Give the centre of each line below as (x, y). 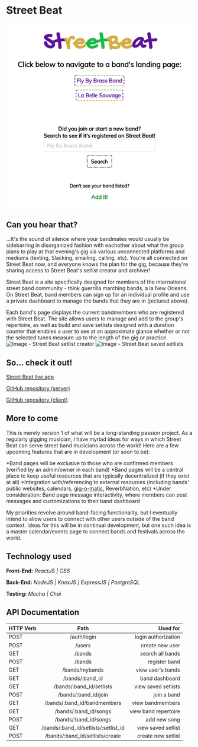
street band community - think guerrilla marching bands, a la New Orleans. (97, 288)
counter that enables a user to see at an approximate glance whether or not (98, 331)
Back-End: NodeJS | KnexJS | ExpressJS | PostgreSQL (73, 582)
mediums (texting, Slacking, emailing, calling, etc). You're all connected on (97, 258)
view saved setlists (157, 686)
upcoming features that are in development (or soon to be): (78, 452)
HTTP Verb (22, 628)
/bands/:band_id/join (83, 694)
